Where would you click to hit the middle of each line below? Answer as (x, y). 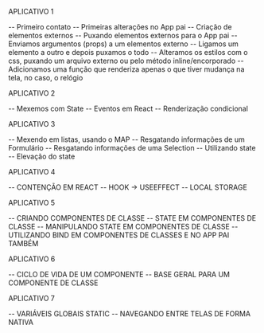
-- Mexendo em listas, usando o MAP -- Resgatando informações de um (126, 139)
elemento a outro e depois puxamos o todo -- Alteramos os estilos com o (128, 52)
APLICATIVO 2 (32, 93)
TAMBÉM (23, 243)
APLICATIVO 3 (32, 124)
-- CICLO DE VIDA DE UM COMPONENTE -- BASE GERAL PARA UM (119, 274)
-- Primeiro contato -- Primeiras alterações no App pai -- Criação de (120, 27)
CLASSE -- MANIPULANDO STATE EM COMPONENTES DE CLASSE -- (123, 227)
